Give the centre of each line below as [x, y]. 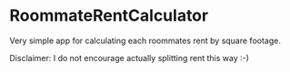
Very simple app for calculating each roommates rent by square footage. [145, 40]
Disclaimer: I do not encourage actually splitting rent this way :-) [130, 58]
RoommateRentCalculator [109, 16]
